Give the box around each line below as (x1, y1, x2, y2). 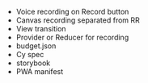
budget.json (15, 41, 57, 51)
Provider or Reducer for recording (15, 32, 129, 42)
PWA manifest (15, 67, 64, 76)
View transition (15, 24, 66, 33)
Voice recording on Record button (15, 7, 129, 16)
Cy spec (15, 50, 44, 59)
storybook (15, 58, 51, 68)
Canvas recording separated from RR (15, 15, 140, 25)
